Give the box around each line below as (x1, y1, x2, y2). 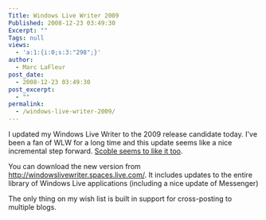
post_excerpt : (8, 85, 56, 94)
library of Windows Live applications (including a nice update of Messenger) (8, 179, 259, 187)
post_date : (8, 71, 45, 79)
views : (8, 41, 30, 49)
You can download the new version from (8, 162, 141, 171)
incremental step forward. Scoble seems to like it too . (8, 146, 183, 156)
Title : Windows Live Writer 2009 (8, 11, 119, 20)
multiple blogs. (8, 203, 57, 211)
